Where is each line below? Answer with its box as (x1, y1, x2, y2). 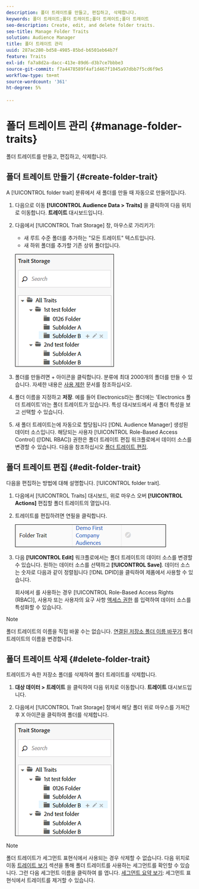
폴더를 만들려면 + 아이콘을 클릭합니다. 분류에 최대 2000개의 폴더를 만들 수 (14, 373, 187, 380)
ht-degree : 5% (6, 85, 42, 91)
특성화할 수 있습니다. (14, 603, 63, 611)
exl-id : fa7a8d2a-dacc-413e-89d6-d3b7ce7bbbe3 (6, 60, 124, 65)
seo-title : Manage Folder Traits (6, 29, 89, 35)
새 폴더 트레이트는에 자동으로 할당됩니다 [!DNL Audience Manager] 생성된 (14, 421, 188, 428)
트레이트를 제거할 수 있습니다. (26, 877, 95, 884)
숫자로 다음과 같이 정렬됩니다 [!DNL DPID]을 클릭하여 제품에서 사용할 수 (21, 568, 187, 575)
